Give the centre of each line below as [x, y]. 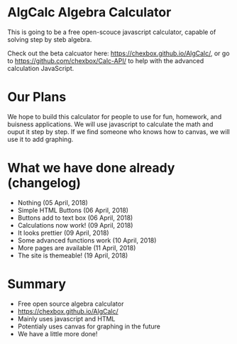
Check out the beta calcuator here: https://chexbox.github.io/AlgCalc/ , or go [118, 53]
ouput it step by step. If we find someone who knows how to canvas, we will [119, 131]
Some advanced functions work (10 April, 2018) [87, 240]
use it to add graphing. [40, 139]
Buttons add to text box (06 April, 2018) [75, 218]
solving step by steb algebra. [50, 39]
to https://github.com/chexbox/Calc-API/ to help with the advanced [106, 60]
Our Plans [37, 97]
